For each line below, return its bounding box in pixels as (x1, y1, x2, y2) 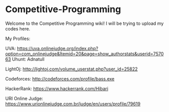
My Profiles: (5, 35, 30, 42)
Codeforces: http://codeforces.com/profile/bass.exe (5, 76, 115, 82)
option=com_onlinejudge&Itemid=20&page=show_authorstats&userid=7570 (5, 51, 164, 57)
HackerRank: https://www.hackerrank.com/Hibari (5, 85, 109, 92)
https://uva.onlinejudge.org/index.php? (17, 45, 98, 51)
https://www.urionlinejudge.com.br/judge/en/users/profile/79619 (5, 100, 141, 107)
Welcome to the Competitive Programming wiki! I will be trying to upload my (5, 20, 164, 26)
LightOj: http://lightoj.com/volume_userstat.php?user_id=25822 (5, 66, 138, 72)
